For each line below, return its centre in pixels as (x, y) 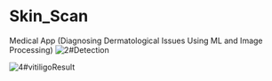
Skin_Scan (49, 16)
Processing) (31, 49)
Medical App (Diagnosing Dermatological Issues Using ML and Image (136, 40)
